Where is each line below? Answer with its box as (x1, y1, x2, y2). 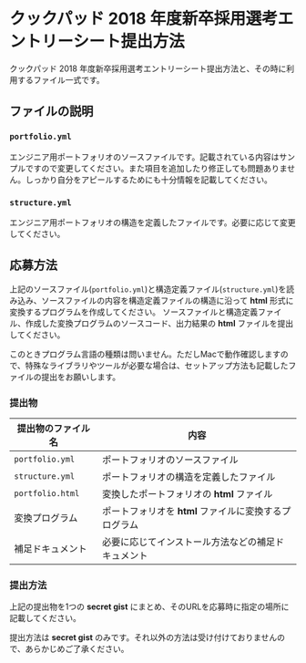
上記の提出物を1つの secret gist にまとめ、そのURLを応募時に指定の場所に (9, 601, 290, 612)
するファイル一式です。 (16, 74, 105, 85)
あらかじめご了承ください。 (25, 644, 129, 655)
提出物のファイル (16, 422, 91, 435)
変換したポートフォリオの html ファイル (101, 488, 273, 501)
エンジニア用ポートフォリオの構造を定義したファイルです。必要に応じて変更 (9, 216, 296, 228)
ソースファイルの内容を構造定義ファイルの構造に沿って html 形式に (40, 295, 294, 306)
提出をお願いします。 (40, 371, 121, 382)
